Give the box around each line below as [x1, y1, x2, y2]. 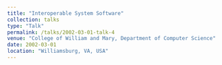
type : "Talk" [7, 22, 45, 29]
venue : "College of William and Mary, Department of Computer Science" [7, 35, 216, 42]
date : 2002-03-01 [7, 41, 57, 48]
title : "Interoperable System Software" [7, 9, 125, 17]
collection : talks [7, 16, 60, 23]
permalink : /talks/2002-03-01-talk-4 [7, 28, 115, 36]
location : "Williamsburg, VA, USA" [7, 48, 109, 55]
